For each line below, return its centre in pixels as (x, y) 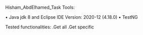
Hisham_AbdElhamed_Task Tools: (40, 7)
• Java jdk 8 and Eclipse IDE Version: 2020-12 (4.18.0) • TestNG (71, 17)
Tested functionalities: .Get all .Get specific (50, 27)
